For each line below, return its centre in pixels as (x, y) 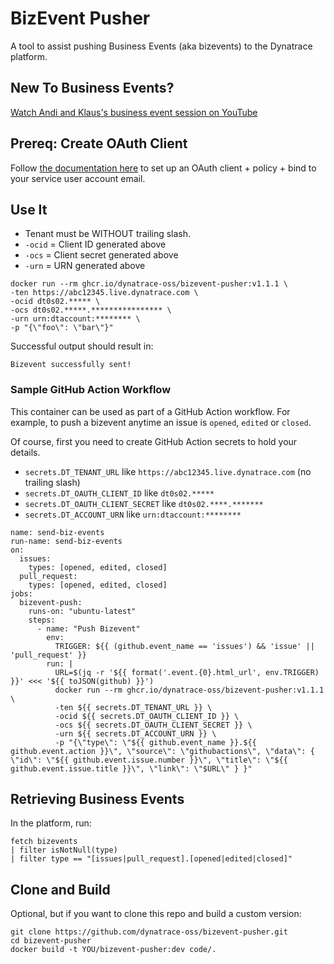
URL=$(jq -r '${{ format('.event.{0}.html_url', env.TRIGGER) (187, 672)
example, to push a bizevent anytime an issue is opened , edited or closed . (161, 422)
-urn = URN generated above (85, 266)
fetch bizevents (44, 842)
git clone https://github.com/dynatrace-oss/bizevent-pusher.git (149, 932)
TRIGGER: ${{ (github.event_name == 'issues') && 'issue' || (184, 646)
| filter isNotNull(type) (64, 850)
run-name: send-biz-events (66, 541)
